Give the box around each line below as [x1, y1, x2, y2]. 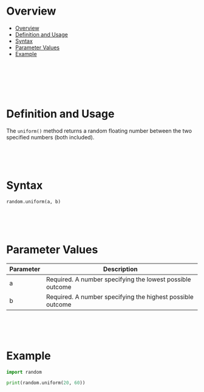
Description [103, 265, 138, 273]
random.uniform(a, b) [6, 198, 61, 205]
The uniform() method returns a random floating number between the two [6, 127, 192, 135]
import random [6, 369, 42, 375]
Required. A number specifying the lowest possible [46, 275, 191, 284]
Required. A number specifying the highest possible [46, 292, 194, 301]
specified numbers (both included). [6, 133, 95, 141]
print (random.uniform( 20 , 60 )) [6, 380, 86, 386]
